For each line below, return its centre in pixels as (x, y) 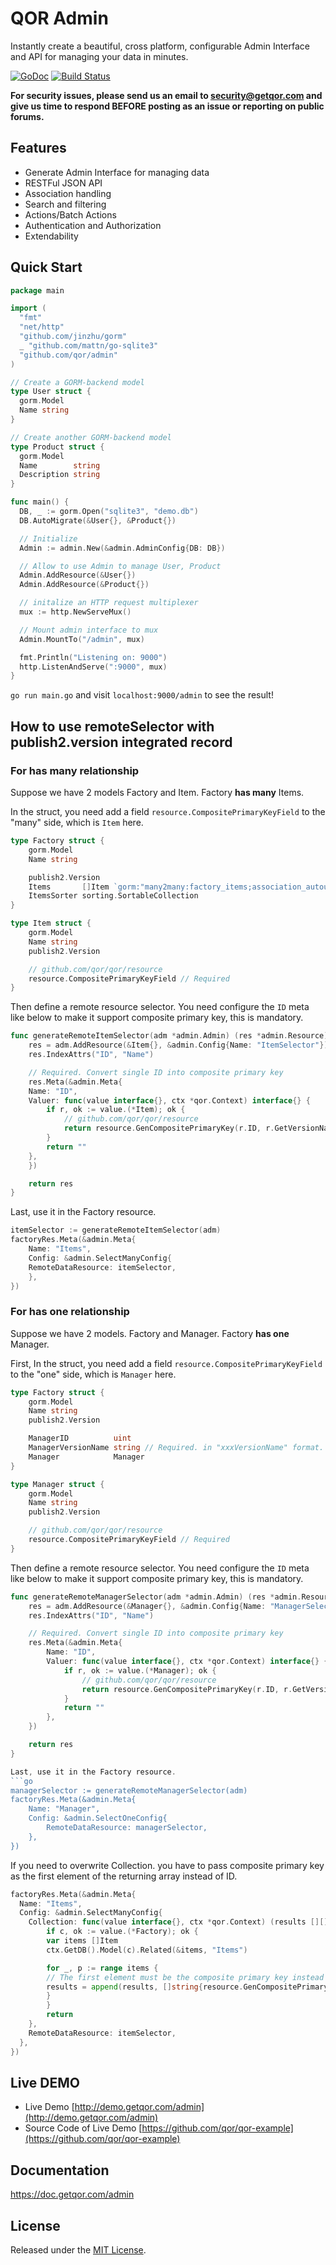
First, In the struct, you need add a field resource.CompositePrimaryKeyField (166, 1363)
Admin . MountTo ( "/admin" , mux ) (82, 639)
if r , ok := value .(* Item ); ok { (116, 1110)
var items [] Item (82, 1941)
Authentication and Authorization (93, 225)
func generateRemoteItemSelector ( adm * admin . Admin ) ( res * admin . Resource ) (169, 1036)
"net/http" (42, 327)
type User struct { (51, 392)
